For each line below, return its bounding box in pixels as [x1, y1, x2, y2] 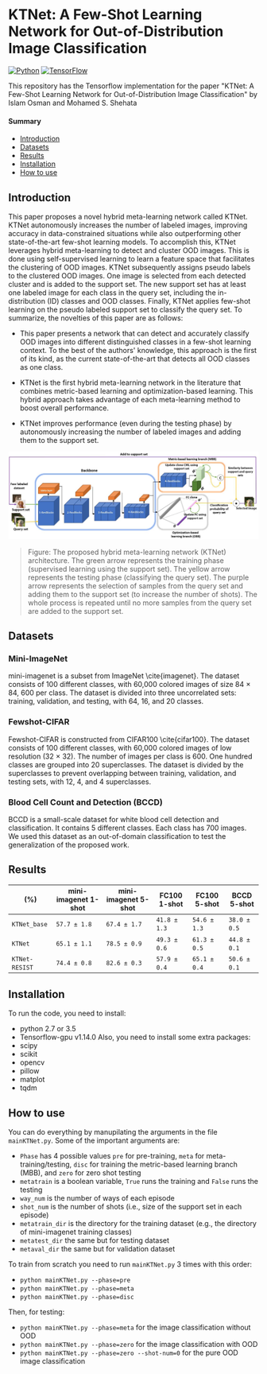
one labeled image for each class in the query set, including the [8, 288, 216, 297]
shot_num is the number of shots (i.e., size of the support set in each [19, 1202, 242, 1212]
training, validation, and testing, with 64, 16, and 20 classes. [8, 697, 204, 706]
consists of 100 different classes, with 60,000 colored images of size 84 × [8, 680, 251, 689]
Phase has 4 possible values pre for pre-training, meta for [19, 1151, 205, 1161]
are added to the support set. [27, 606, 124, 615]
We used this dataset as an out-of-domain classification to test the [8, 831, 226, 840]
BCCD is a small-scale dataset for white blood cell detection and [8, 814, 219, 824]
